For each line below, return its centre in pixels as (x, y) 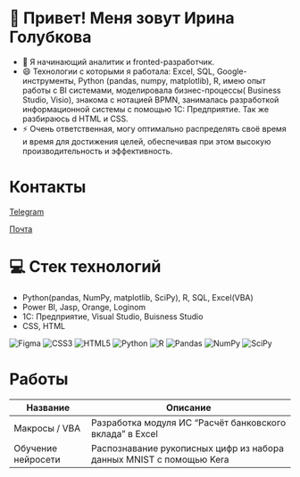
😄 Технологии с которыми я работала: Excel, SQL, (118, 71)
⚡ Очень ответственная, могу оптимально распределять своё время (154, 128)
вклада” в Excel (125, 433)
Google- (232, 71)
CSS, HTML (43, 325)
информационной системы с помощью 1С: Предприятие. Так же (146, 109)
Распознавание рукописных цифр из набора (187, 448)
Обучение (36, 448)
